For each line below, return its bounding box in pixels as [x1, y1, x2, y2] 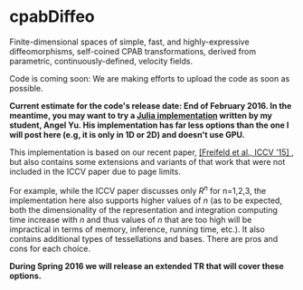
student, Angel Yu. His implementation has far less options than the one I [9, 120, 289, 130]
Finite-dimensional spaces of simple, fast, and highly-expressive [9, 36, 251, 47]
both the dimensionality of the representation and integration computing [9, 204, 279, 215]
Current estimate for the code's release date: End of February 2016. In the [9, 100, 292, 111]
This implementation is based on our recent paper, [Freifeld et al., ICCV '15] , [9, 147, 294, 158]
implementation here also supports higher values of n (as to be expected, [9, 195, 283, 206]
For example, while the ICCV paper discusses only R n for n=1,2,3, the [9, 183, 267, 196]
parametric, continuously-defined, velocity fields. [9, 55, 193, 66]
